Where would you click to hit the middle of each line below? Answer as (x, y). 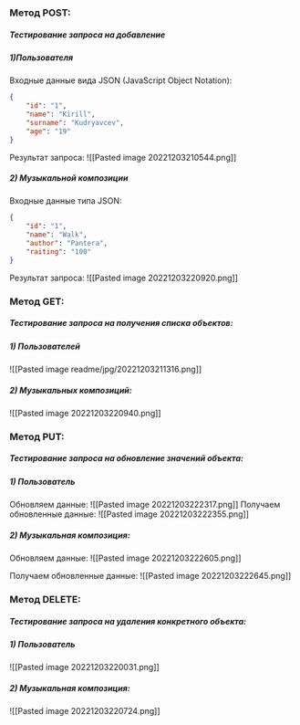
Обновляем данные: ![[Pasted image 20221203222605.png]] (125, 558)
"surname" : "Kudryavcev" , (75, 122)
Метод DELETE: (45, 600)
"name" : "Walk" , (57, 235)
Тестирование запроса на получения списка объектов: (122, 323)
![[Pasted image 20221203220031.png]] (84, 667)
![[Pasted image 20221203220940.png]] (85, 413)
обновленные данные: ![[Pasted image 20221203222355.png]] (129, 514)
